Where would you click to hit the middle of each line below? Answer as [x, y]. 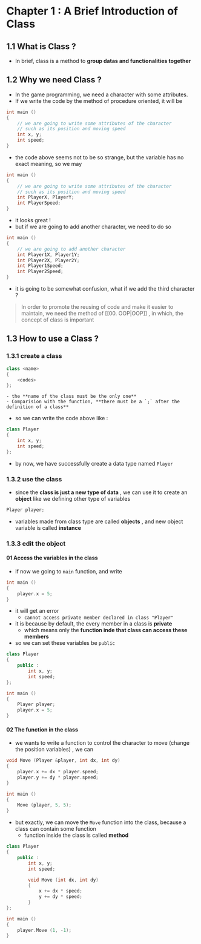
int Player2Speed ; [40, 272]
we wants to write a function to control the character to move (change [102, 743]
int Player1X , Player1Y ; [48, 255]
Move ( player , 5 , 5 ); [44, 805]
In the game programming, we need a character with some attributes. [101, 94]
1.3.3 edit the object [36, 543]
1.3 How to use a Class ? [52, 339]
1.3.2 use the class [34, 479]
